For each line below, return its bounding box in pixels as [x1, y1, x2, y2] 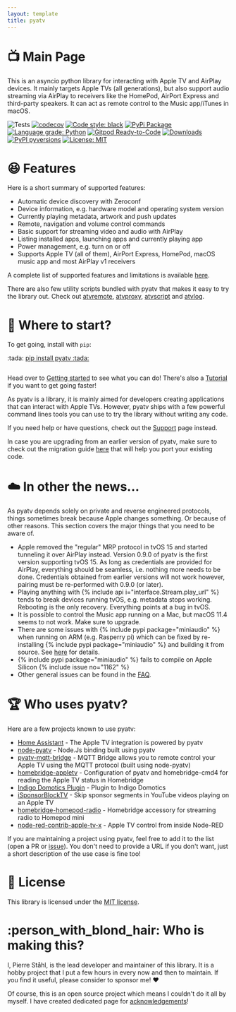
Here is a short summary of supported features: [7, 184, 146, 192]
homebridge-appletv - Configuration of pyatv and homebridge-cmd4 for [17, 768, 228, 777]
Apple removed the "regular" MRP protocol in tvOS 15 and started [17, 543, 208, 552]
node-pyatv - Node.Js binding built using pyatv [17, 746, 156, 754]
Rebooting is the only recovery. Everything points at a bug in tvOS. [17, 603, 211, 612]
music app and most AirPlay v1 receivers [17, 257, 136, 266]
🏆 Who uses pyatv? [7, 696, 128, 713]
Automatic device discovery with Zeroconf [17, 197, 141, 206]
